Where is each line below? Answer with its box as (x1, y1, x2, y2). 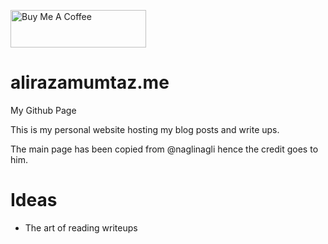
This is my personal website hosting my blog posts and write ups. (10, 123, 280, 135)
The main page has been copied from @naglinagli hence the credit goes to (10, 143, 319, 155)
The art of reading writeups (24, 221, 138, 234)
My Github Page (10, 104, 77, 116)
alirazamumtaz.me (10, 71, 170, 94)
